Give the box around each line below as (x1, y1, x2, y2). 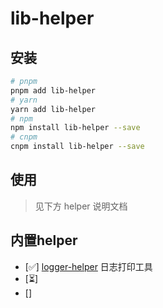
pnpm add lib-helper (10, 85, 97, 96)
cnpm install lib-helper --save (10, 142, 145, 152)
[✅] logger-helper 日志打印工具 (24, 260, 153, 272)
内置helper (10, 232, 78, 249)
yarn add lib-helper (10, 104, 97, 114)
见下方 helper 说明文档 (34, 200, 128, 212)
